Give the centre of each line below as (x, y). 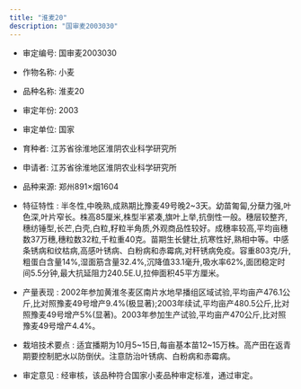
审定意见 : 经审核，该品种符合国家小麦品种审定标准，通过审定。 (140, 375)
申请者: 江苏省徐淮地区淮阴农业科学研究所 (99, 167)
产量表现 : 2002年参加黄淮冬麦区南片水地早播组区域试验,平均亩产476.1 (152, 292)
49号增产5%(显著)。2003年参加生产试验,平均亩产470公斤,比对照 (166, 314)
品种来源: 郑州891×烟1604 (71, 186)
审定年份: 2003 (50, 110)
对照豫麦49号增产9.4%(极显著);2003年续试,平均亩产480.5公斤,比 (161, 303)
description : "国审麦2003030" (64, 26)
